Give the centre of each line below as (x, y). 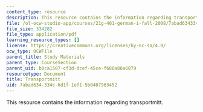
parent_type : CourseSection (42, 62)
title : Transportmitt (34, 79)
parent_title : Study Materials (46, 57)
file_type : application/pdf (42, 35)
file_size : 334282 (29, 29)
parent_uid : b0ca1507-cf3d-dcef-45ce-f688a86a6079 (71, 68)
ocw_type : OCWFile (29, 51)
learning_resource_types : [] (43, 40)
